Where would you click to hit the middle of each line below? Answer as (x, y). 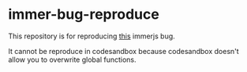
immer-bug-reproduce (84, 14)
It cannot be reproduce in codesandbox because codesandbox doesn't (123, 51)
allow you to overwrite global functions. (72, 59)
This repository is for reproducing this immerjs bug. (92, 36)
